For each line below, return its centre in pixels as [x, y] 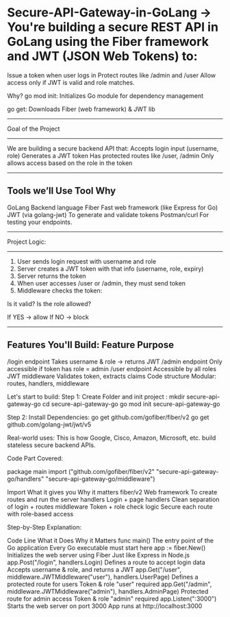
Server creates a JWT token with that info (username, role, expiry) [110, 268]
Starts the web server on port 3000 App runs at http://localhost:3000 [105, 606]
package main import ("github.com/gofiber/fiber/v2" [81, 471]
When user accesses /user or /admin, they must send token [101, 283]
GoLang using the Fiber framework [108, 42]
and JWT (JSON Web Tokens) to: [102, 56]
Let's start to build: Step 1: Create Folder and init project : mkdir [96, 396]
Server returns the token [52, 276]
